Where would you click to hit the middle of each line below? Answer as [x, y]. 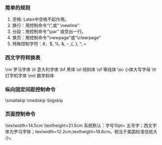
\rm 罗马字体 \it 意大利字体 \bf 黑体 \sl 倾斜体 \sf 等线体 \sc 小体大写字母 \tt [81, 69]
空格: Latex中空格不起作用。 [40, 19]
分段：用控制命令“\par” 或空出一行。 [49, 32]
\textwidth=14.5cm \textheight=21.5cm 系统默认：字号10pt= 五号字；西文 [79, 125]
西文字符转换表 [23, 58]
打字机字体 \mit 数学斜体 [30, 75]
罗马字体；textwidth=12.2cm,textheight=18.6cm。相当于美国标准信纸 [83, 132]
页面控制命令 [20, 114]
